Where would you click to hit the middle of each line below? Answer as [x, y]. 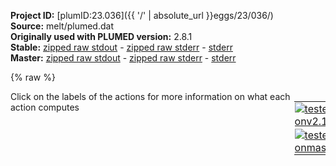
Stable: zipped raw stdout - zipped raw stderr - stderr [121, 47]
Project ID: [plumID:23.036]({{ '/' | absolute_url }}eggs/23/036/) [142, 15]
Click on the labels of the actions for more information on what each [150, 96]
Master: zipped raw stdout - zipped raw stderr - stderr [123, 58]
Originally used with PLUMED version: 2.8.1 [101, 36]
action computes [45, 107]
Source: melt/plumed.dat [62, 26]
